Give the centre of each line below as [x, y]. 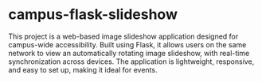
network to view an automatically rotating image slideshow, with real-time [129, 53]
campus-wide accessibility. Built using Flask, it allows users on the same [127, 44]
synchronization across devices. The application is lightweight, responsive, [131, 61]
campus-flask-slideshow [93, 15]
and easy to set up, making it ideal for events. [83, 69]
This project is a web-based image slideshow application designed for [123, 36]
